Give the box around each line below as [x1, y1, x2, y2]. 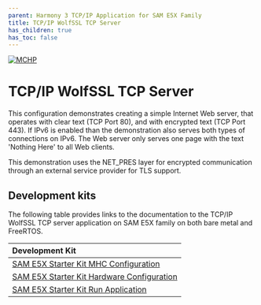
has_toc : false [8, 33, 58, 42]
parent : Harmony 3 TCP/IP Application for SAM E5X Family [8, 11, 202, 20]
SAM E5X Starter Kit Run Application [12, 285, 147, 295]
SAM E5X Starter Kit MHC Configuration [12, 259, 160, 269]
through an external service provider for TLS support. [8, 166, 182, 176]
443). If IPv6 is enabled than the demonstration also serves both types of [8, 125, 245, 135]
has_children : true [8, 26, 72, 34]
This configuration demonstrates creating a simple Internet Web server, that [8, 109, 254, 118]
